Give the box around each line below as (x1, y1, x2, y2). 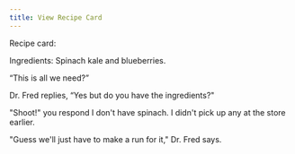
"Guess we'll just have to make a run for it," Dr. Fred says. (9, 133, 222, 144)
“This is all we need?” (9, 73, 90, 83)
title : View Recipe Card (9, 13, 103, 22)
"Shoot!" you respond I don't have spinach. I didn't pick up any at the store (9, 107, 286, 117)
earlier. (9, 116, 36, 127)
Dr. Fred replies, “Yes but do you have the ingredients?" (9, 90, 215, 100)
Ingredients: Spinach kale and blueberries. (9, 55, 166, 65)
